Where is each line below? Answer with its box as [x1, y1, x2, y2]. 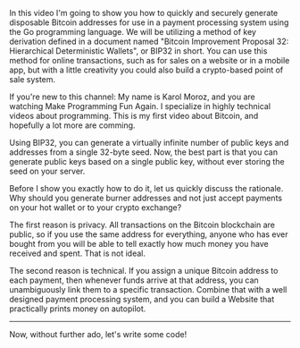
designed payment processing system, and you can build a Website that [9, 294, 275, 304]
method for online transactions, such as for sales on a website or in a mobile [9, 55, 290, 65]
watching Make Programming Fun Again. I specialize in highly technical [9, 101, 271, 111]
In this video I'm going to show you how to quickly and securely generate [9, 8, 279, 18]
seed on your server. [9, 166, 86, 176]
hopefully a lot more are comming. [9, 120, 136, 131]
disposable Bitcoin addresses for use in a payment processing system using [9, 17, 289, 28]
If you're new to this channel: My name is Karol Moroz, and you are [9, 91, 256, 102]
